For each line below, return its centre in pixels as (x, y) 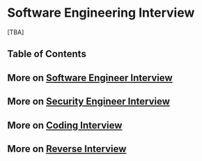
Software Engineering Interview (101, 13)
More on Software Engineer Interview (90, 78)
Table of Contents (47, 54)
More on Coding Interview (65, 125)
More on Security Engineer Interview (89, 101)
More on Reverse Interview (67, 149)
